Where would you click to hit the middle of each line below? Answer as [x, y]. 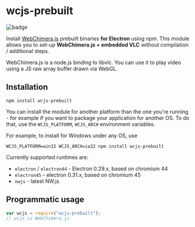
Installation [27, 87]
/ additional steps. [28, 51]
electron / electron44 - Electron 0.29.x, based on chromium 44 [91, 168]
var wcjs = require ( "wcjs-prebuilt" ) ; [53, 213]
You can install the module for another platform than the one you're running [97, 111]
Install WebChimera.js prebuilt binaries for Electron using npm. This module [98, 38]
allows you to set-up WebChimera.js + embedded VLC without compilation [97, 45]
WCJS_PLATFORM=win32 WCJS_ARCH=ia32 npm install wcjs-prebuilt [85, 146]
